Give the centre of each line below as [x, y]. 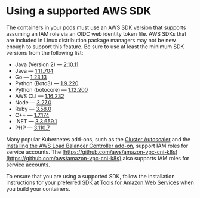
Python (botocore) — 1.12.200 [51, 89]
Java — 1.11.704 [34, 70]
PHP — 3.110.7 [32, 128]
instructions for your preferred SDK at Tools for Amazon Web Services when [100, 182]
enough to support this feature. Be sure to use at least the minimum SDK [95, 47]
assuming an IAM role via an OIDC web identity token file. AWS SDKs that [96, 33]
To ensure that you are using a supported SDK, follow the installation [90, 176]
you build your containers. [38, 188]
